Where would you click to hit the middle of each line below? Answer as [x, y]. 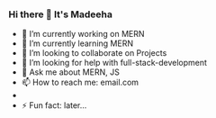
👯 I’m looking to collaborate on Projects [94, 53]
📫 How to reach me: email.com [80, 82]
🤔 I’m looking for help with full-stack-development [114, 63]
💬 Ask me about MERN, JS [71, 72]
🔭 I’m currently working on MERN [83, 34]
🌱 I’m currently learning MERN [77, 43]
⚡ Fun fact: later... [54, 105]
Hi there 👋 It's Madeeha [61, 14]
